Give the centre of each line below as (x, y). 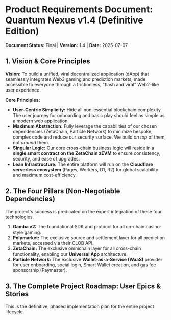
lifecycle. (15, 312)
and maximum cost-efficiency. (45, 175)
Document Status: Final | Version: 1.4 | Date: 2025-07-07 (67, 45)
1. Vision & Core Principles (48, 62)
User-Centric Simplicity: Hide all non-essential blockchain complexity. (87, 110)
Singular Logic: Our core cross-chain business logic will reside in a (83, 148)
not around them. (31, 142)
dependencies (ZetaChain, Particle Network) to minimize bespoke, (83, 131)
